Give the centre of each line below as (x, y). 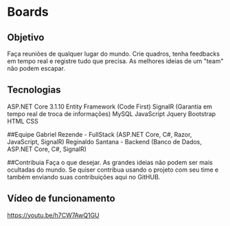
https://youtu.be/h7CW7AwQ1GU (53, 215)
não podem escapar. (36, 68)
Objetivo (26, 37)
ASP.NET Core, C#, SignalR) (47, 149)
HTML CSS (23, 121)
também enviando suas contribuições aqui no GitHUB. (84, 177)
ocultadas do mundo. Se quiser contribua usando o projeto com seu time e (113, 170)
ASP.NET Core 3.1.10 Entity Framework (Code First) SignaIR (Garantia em (110, 106)
